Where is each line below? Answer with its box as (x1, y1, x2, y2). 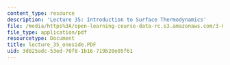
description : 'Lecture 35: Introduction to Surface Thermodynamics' (7, 16, 207, 23)
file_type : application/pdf (7, 28, 88, 36)
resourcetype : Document (7, 35, 75, 42)
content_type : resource (7, 9, 75, 17)
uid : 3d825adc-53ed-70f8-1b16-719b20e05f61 (7, 48, 133, 55)
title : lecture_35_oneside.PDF (7, 41, 97, 48)
